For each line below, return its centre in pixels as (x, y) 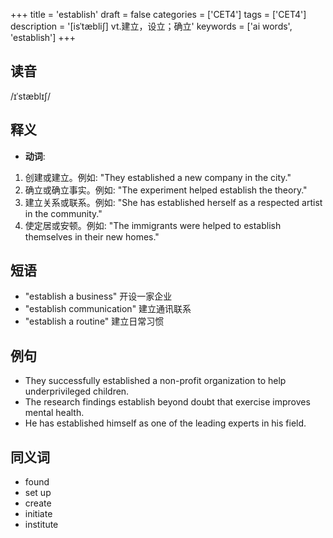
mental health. (54, 413)
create (38, 503)
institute (41, 525)
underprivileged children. (77, 391)
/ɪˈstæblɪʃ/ (31, 96)
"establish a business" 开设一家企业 (98, 296)
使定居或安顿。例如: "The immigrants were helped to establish (153, 225)
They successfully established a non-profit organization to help (155, 381)
